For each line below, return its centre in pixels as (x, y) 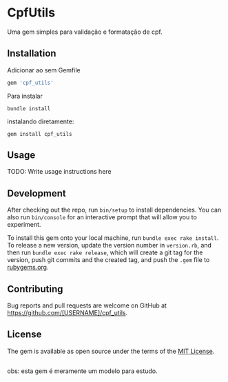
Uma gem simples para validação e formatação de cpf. (85, 32)
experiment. (24, 225)
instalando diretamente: (41, 121)
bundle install (29, 108)
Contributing (35, 289)
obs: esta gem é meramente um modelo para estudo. (82, 371)
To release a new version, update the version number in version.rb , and (110, 245)
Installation (32, 53)
